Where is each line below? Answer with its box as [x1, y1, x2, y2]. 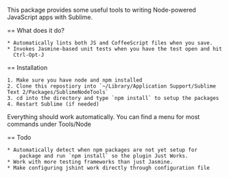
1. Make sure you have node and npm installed [7, 77, 143, 84]
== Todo [7, 133, 32, 141]
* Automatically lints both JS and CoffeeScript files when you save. [7, 40, 213, 47]
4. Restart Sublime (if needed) [7, 101, 99, 107]
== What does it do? [7, 27, 65, 34]
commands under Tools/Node [7, 120, 91, 128]
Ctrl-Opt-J [13, 51, 45, 58]
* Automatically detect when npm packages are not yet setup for [7, 147, 197, 153]
